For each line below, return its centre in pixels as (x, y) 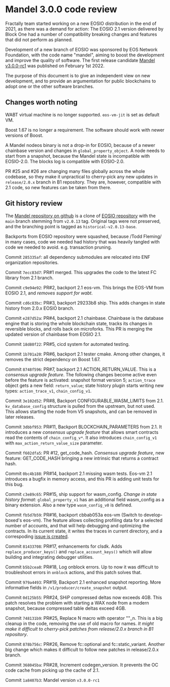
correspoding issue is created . (37, 536)
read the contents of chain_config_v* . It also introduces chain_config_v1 (81, 437)
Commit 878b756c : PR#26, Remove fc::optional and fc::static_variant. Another (85, 644)
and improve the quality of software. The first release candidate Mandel (80, 60)
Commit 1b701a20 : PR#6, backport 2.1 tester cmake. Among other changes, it (85, 354)
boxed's (14, 520)
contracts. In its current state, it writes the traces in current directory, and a (84, 531)
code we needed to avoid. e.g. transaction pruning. (59, 247)
